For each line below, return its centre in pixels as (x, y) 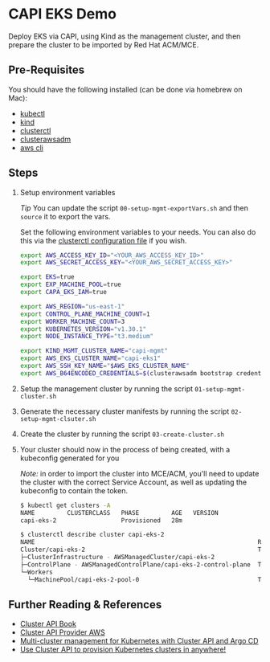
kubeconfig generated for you (70, 458)
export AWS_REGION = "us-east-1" (72, 306)
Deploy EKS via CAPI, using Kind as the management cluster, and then (125, 36)
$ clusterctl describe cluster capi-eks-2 (92, 535)
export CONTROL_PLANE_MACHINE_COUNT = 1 (85, 314)
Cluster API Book (48, 624)
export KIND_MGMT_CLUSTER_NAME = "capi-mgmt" (94, 351)
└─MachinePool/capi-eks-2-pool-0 (84, 579)
